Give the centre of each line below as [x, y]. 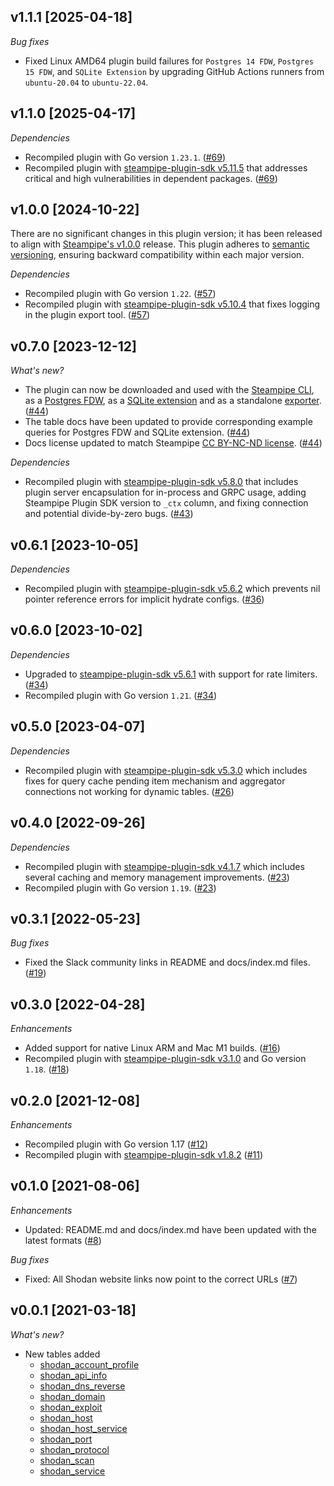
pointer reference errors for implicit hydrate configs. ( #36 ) [144, 599]
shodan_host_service [83, 1428]
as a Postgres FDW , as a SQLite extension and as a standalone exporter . [173, 401]
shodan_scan [67, 1460]
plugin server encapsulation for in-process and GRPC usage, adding [165, 492]
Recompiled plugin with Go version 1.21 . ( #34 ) [121, 695]
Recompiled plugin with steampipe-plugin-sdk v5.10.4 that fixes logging [172, 304]
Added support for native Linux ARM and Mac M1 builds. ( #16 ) [152, 1048]
